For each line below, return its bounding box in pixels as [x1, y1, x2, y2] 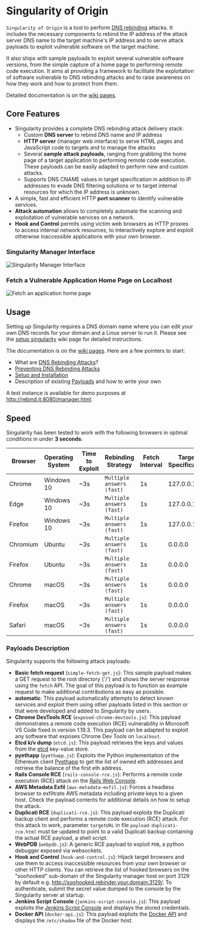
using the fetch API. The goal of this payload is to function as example [14, 682, 187, 689]
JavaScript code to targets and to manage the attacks [23, 143, 156, 151]
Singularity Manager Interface [6, 247, 95, 256]
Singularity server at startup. [14, 892, 85, 899]
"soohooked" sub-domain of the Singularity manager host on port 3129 [14, 873, 190, 880]
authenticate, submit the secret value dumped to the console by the [14, 885, 181, 892]
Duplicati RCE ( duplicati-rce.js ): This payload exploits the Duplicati [14, 809, 185, 816]
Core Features [6, 109, 60, 119]
